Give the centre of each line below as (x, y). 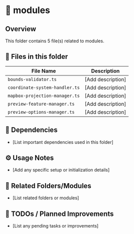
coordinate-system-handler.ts (44, 87)
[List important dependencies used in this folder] (63, 142)
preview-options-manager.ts (41, 112)
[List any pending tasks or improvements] (55, 226)
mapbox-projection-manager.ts (44, 96)
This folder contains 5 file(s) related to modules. (55, 41)
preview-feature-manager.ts (41, 104)
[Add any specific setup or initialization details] (61, 170)
